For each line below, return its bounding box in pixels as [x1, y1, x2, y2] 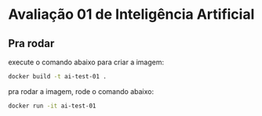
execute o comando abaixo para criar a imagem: [8, 57, 165, 67]
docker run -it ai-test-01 [8, 102, 96, 110]
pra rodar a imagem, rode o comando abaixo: [8, 86, 155, 96]
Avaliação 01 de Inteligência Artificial [8, 5, 255, 24]
